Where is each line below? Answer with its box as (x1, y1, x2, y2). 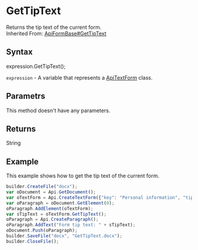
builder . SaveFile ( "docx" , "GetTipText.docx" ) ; (6, 233, 123, 239)
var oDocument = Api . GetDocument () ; (6, 189, 96, 195)
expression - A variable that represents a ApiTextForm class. (6, 74, 153, 81)
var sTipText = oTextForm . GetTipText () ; (6, 211, 107, 217)
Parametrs (6, 91, 45, 101)
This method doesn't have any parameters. (6, 107, 111, 114)
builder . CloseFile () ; (6, 238, 60, 244)
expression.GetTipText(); (6, 63, 66, 70)
